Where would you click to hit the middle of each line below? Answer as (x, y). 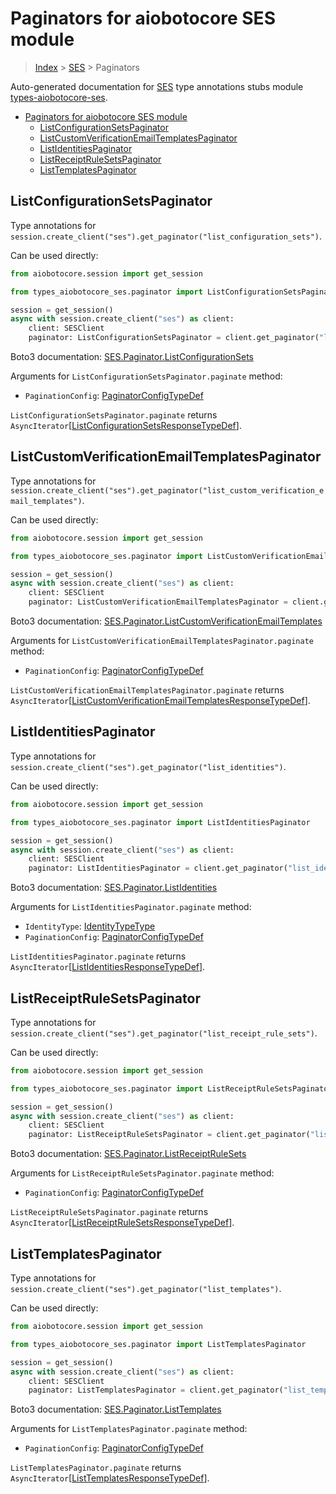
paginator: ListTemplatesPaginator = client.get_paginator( (156, 1390)
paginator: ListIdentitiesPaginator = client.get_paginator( (158, 868)
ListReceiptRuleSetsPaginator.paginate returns (109, 1212)
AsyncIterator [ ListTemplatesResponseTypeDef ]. (110, 1478)
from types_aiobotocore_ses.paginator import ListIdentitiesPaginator (160, 822)
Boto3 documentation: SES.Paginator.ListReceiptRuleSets (128, 1154)
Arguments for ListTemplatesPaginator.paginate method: (129, 1429)
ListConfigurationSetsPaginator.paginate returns (114, 415)
